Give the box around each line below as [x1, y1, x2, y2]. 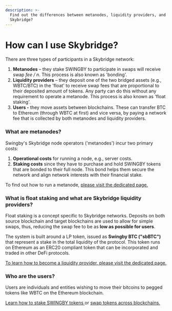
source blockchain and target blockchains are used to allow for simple [5, 218, 153, 224]
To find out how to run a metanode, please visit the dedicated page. [5, 181, 148, 188]
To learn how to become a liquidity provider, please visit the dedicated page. [5, 260, 167, 266]
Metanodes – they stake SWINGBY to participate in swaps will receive [12, 66, 161, 72]
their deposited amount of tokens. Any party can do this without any [12, 88, 157, 94]
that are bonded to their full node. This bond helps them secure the [12, 166, 155, 172]
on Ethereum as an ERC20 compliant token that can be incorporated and [5, 244, 158, 250]
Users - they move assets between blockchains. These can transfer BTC [12, 104, 166, 111]
